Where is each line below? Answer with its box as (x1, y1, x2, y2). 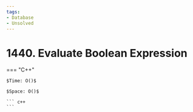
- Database (6, 15, 34, 21)
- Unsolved (6, 20, 34, 26)
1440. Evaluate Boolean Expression (6, 46, 188, 60)
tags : (6, 8, 20, 15)
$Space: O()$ (6, 88, 39, 94)
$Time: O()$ (6, 78, 36, 84)
